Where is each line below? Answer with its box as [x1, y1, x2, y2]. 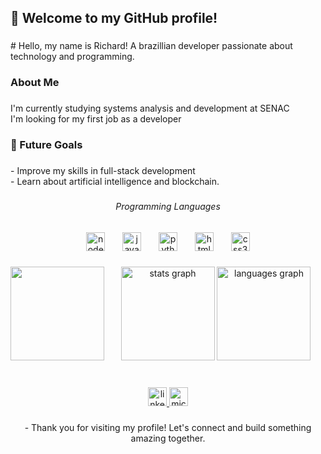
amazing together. [130, 432, 206, 445]
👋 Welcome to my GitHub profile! [10, 10, 218, 27]
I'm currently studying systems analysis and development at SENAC [10, 102, 290, 115]
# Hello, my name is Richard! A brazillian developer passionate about [10, 40, 293, 52]
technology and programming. [10, 51, 135, 63]
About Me [10, 76, 60, 90]
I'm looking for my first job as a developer [10, 113, 182, 125]
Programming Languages [115, 200, 221, 212]
